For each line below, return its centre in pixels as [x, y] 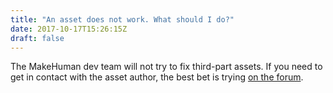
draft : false [37, 38]
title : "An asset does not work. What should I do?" [122, 19]
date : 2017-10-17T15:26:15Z [69, 29]
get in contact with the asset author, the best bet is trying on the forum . [157, 77]
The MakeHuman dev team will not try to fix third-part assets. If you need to [166, 67]
